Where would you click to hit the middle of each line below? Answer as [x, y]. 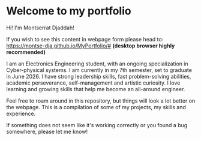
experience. [21, 113]
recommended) [26, 52]
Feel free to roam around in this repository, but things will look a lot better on [101, 101]
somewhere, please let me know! [47, 131]
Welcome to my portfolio [69, 11]
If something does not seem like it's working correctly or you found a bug [97, 125]
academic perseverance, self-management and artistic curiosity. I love [93, 83]
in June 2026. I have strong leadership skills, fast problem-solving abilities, [99, 76]
